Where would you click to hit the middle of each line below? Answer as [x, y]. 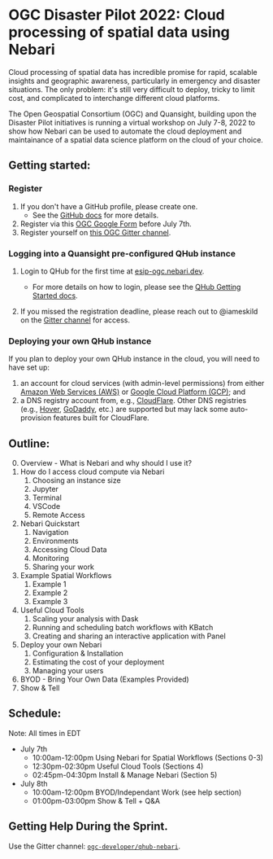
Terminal [47, 497]
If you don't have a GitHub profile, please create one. [109, 206]
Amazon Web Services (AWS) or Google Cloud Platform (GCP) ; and [133, 392]
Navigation [50, 532]
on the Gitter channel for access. [75, 320]
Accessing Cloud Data [69, 550]
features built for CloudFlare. [101, 418]
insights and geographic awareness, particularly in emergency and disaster [134, 81]
